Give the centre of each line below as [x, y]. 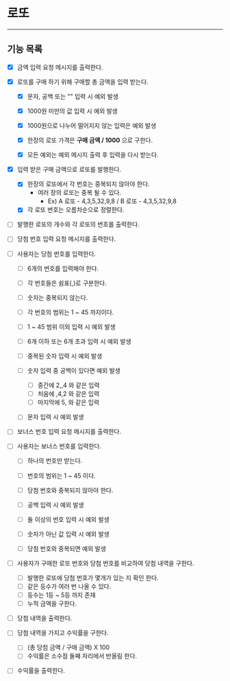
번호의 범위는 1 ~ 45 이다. [61, 475]
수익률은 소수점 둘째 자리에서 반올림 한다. [82, 656]
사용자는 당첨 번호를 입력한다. [56, 253]
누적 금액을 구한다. [52, 603]
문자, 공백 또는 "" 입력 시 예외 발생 [73, 96]
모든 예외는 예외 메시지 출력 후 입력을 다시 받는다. [93, 155]
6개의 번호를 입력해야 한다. [63, 268]
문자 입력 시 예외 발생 [55, 417]
